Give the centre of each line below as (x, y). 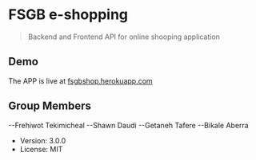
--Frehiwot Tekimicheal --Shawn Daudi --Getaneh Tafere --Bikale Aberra (129, 125)
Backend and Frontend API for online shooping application (124, 37)
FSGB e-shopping (68, 15)
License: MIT (41, 149)
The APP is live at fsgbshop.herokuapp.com (81, 80)
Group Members (50, 106)
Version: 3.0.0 (43, 140)
